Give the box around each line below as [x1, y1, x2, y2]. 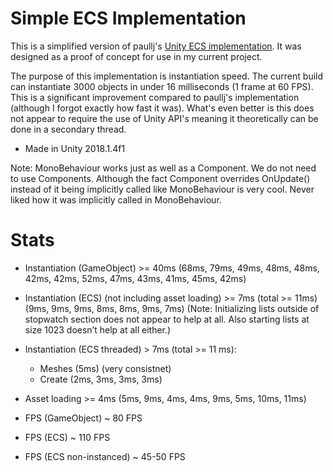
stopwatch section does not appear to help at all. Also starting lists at [24, 313, 310, 325]
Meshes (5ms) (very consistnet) [39, 362, 172, 374]
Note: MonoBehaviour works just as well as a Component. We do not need [10, 162, 317, 174]
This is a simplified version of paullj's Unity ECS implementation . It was [10, 40, 302, 52]
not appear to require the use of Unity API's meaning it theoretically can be [10, 112, 319, 124]
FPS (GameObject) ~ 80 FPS [24, 412, 143, 424]
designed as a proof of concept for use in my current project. [10, 50, 263, 62]
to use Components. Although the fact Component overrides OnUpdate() [10, 172, 311, 184]
